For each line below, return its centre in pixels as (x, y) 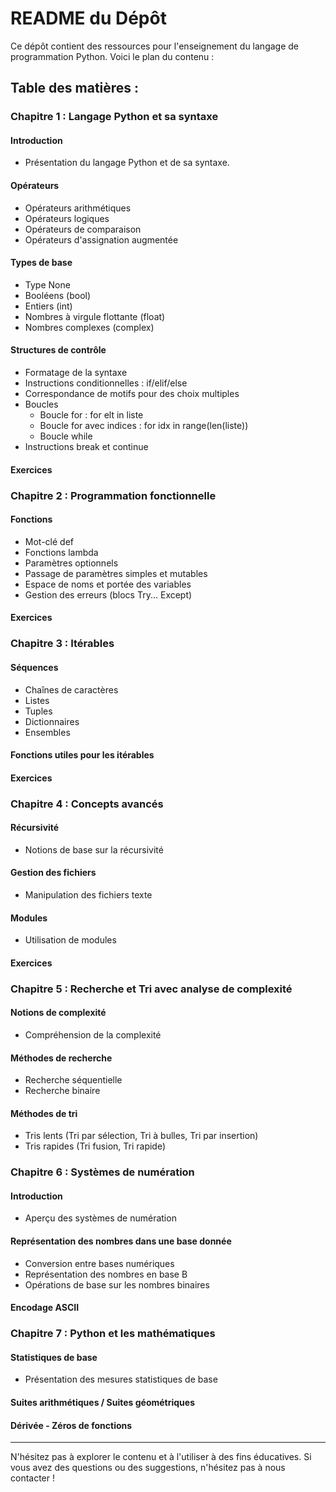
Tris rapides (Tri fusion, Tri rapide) (95, 1146)
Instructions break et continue (86, 447)
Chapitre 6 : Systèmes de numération (102, 1172)
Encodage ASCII (45, 1308)
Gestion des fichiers (53, 873)
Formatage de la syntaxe (76, 373)
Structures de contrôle (58, 350)
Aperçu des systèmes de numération (100, 1218)
